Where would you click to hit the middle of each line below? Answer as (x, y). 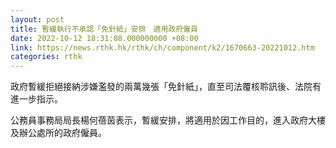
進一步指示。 (36, 99)
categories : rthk (46, 57)
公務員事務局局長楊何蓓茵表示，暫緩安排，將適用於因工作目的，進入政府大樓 (168, 120)
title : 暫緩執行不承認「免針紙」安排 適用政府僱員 (104, 29)
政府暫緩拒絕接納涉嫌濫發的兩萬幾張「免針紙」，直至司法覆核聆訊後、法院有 (166, 87)
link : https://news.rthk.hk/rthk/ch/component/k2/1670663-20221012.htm (162, 47)
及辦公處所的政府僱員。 (58, 133)
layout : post (37, 19)
